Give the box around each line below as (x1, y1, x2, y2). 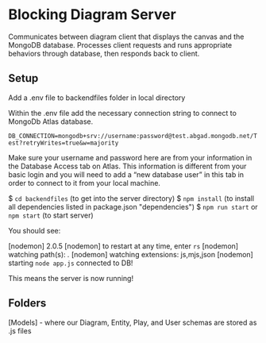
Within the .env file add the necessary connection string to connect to (8, 108, 237, 118)
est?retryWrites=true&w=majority (8, 139, 119, 147)
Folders (8, 296, 47, 310)
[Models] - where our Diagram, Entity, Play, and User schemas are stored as (8, 318, 257, 327)
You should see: (8, 225, 61, 235)
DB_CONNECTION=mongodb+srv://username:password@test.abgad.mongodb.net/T (8, 132, 258, 140)
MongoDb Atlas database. (8, 117, 94, 126)
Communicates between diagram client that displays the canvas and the (8, 32, 245, 41)
